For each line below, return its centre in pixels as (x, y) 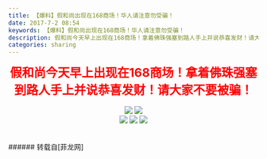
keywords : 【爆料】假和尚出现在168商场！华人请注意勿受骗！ (97, 30)
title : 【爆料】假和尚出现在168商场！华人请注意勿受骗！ (91, 15)
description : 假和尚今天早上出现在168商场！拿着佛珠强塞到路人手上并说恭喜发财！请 (132, 38)
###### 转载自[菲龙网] (46, 147)
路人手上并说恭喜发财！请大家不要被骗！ (139, 90)
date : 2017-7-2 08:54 (44, 23)
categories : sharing (43, 45)
